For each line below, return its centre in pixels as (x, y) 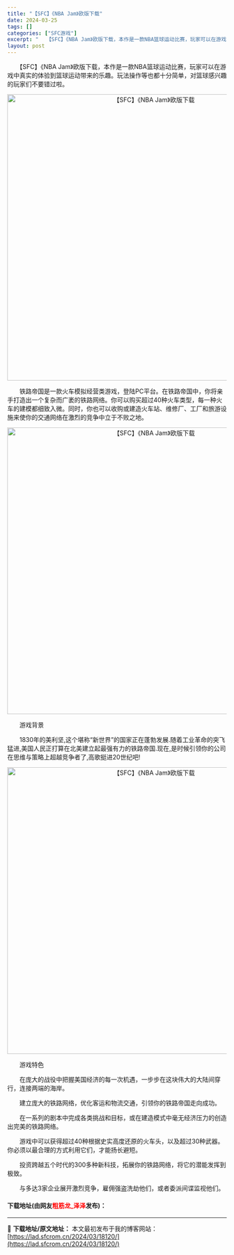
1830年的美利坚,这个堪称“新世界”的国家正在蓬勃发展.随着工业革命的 (116, 740)
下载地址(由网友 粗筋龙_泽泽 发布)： (57, 1206)
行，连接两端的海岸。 (38, 1088)
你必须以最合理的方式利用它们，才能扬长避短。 (74, 1150)
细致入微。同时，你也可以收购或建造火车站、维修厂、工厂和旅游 (129, 409)
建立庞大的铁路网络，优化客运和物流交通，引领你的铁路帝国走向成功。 (120, 1103)
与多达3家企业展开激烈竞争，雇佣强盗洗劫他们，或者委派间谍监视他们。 (122, 1188)
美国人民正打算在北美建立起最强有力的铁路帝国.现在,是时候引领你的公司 (124, 748)
